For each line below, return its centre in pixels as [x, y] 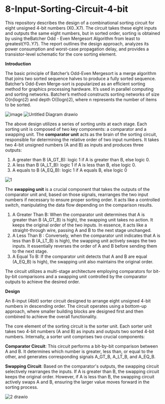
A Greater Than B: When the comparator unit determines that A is [79, 214]
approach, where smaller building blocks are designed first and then [74, 311]
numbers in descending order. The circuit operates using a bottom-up [76, 306]
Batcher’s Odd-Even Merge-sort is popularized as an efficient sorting [75, 84]
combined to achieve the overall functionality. [51, 316]
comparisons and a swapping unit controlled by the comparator [82, 276]
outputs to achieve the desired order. [43, 282]
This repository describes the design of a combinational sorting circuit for [80, 23]
